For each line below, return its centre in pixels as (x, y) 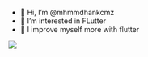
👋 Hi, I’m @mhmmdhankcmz (67, 12)
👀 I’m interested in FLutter (63, 21)
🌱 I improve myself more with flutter (80, 29)
